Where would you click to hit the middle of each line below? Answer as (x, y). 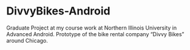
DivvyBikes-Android (58, 11)
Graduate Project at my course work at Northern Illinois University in (92, 28)
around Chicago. (27, 40)
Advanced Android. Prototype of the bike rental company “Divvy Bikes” (95, 34)
